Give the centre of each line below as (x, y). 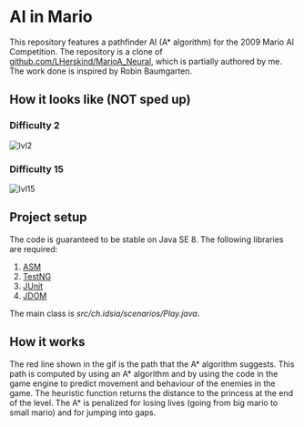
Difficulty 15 (36, 168)
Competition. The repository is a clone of (86, 51)
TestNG (37, 276)
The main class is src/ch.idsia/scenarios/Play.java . (105, 313)
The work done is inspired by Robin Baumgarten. (101, 71)
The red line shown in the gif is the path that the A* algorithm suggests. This (152, 364)
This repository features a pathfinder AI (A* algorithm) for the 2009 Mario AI (152, 42)
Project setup (49, 217)
